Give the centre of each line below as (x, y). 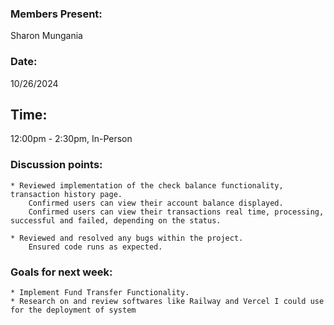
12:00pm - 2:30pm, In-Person (71, 139)
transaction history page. (66, 194)
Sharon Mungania (46, 36)
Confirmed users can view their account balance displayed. (156, 203)
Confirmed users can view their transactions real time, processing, (176, 212)
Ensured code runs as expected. (95, 247)
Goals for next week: (61, 272)
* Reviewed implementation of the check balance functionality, (147, 185)
